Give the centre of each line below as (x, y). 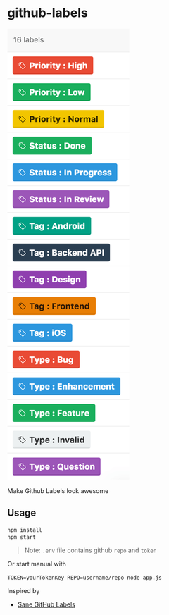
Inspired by (24, 590)
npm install (25, 530)
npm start (22, 537)
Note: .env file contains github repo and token (90, 550)
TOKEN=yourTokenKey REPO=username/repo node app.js (84, 578)
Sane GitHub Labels (46, 604)
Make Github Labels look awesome (58, 490)
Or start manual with (37, 564)
